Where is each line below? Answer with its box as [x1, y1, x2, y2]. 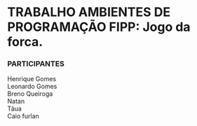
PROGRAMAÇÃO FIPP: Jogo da [7, 19, 191, 35]
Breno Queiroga [7, 90, 53, 98]
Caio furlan [7, 112, 40, 120]
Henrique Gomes [7, 75, 57, 83]
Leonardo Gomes [7, 82, 57, 91]
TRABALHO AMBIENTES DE [7, 4, 170, 20]
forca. [7, 34, 43, 50]
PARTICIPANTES [7, 59, 64, 69]
